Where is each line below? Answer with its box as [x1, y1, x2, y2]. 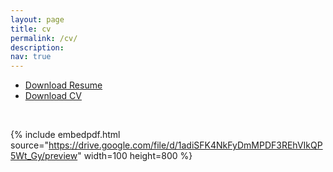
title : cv [10, 24, 52, 34]
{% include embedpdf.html [10, 129, 121, 141]
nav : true [10, 52, 52, 62]
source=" [10, 139, 50, 151]
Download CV [24, 90, 82, 102]
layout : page [10, 14, 65, 25]
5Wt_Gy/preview [10, 150, 78, 162]
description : [10, 42, 65, 53]
